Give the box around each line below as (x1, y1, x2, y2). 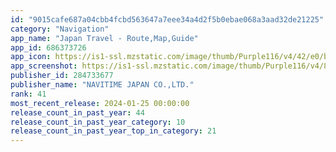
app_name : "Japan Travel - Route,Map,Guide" (10, 33, 199, 43)
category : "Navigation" (10, 24, 110, 34)
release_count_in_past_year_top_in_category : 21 (10, 126, 217, 136)
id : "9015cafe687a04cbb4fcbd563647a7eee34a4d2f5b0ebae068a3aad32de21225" (10, 14, 325, 25)
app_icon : (10, 52, 52, 62)
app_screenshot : (10, 61, 78, 71)
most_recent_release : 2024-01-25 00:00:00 (10, 98, 190, 108)
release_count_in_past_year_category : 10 (10, 117, 186, 127)
